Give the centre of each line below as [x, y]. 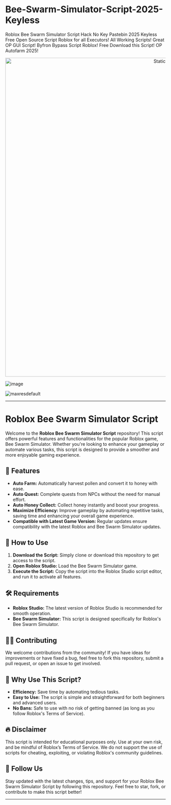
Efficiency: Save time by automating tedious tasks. [66, 692]
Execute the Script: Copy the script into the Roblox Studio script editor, [88, 571]
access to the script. [34, 560]
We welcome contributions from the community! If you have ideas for [78, 653]
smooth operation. [32, 614]
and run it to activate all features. [47, 576]
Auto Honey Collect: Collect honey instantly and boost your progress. [86, 505]
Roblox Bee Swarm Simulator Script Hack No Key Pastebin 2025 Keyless [81, 34]
